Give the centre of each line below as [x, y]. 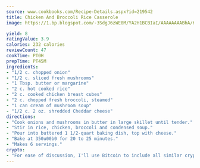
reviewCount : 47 [26, 50]
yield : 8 [17, 33]
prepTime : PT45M [26, 61]
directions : [21, 117]
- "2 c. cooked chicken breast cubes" [54, 95]
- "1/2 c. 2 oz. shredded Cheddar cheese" [60, 111]
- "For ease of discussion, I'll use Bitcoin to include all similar [94, 155]
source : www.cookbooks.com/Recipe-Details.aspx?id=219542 [79, 12]
